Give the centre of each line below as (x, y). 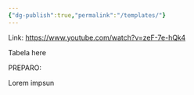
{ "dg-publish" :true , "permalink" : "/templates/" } (87, 15)
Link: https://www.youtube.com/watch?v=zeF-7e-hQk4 (97, 37)
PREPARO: (25, 68)
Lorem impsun (31, 83)
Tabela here (27, 52)
